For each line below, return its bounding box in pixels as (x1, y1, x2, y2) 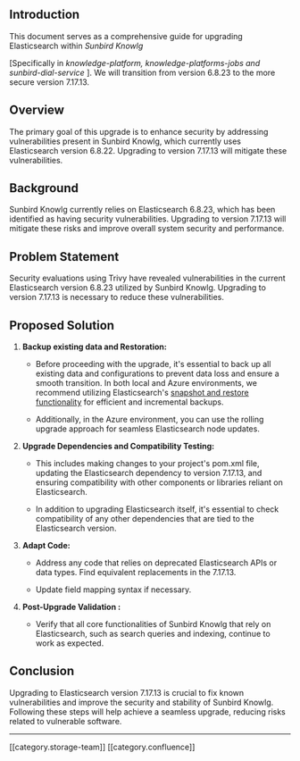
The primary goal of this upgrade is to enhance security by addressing (9, 126, 269, 137)
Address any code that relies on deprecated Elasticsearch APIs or (35, 557, 278, 568)
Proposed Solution (9, 317, 114, 333)
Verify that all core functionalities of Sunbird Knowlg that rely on (35, 619, 271, 630)
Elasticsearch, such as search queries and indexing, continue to (35, 629, 271, 640)
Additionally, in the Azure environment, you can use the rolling (35, 414, 264, 425)
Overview (9, 103, 65, 118)
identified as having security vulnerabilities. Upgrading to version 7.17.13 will (9, 213, 287, 224)
